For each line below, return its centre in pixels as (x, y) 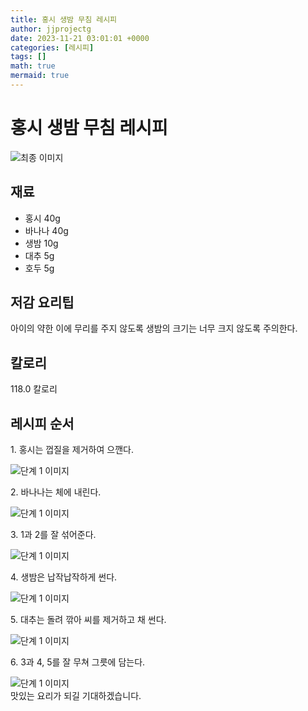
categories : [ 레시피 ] (52, 47)
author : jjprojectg (51, 29)
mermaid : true (40, 76)
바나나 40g (46, 230)
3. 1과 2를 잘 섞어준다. (53, 535)
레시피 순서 (42, 423)
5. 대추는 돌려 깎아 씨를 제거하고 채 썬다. (88, 620)
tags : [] (28, 57)
